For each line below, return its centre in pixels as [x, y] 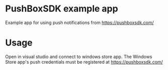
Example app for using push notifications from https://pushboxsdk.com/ [79, 22]
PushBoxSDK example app [62, 9]
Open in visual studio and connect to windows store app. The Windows [79, 56]
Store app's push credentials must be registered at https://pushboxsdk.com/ [84, 62]
